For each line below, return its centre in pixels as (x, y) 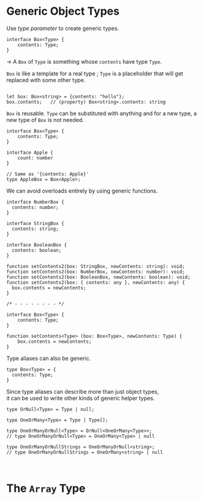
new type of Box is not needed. (45, 120)
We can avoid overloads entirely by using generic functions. (82, 191)
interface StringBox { (35, 223)
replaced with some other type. (46, 80)
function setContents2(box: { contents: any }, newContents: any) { (96, 282)
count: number (35, 158)
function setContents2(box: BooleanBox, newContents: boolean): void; (98, 277)
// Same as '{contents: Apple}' (48, 174)
